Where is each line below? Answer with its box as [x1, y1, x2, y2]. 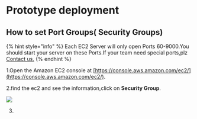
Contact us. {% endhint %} [6, 56, 72, 62]
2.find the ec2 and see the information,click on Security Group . [6, 85, 162, 92]
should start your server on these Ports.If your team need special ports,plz [6, 49, 188, 56]
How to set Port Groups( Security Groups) [6, 27, 163, 37]
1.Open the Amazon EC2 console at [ [6, 67, 96, 74]
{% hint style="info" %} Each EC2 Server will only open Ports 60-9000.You [6, 43, 189, 50]
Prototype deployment [6, 4, 120, 17]
